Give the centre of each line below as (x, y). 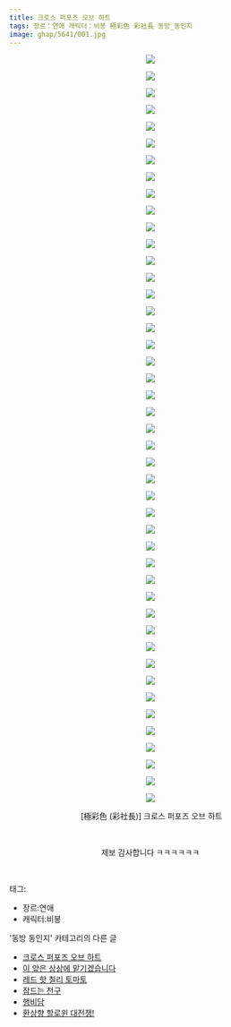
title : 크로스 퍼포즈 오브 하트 (60, 17)
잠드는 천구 (42, 991)
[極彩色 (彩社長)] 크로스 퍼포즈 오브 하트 (151, 817)
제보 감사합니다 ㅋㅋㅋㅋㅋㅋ (150, 852)
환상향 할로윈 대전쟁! (58, 1014)
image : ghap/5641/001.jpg (57, 34)
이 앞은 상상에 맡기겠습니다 (69, 969)
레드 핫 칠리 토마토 (55, 980)
